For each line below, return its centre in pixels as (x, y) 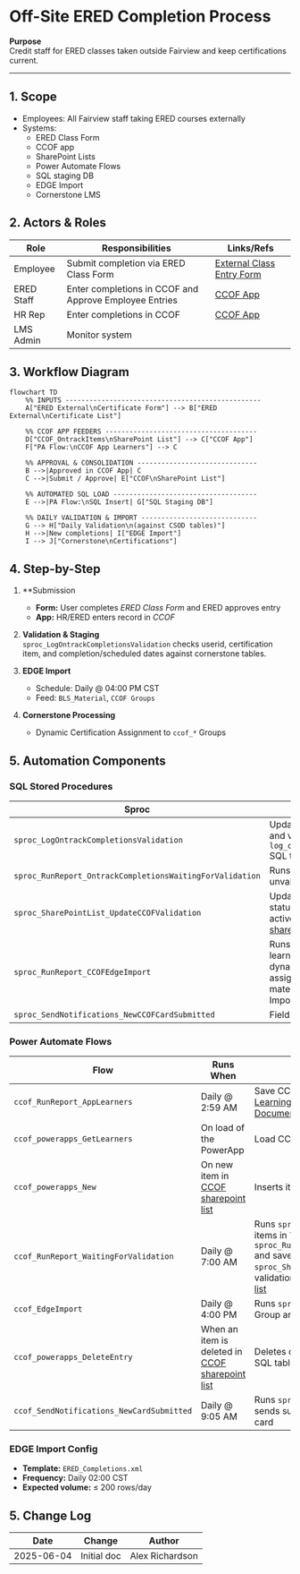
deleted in (221, 1352)
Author (164, 1541)
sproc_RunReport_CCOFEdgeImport (83, 972)
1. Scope (33, 97)
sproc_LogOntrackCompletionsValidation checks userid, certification (148, 644)
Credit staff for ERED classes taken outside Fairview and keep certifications (148, 50)
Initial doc (101, 1556)
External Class (245, 263)
